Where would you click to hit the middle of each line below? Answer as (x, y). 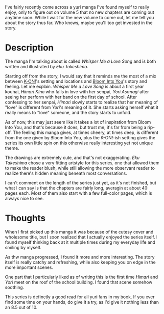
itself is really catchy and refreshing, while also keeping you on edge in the (80, 262)
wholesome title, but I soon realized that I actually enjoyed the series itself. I (81, 237)
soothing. (15, 287)
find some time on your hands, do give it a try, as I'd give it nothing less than (82, 302)
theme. (12, 148)
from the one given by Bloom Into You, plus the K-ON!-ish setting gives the (80, 137)
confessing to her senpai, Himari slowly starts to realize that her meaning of (82, 102)
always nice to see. (24, 198)
